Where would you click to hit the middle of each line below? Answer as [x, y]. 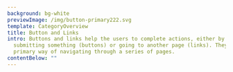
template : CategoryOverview [48, 26]
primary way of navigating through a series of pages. [94, 52]
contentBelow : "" [32, 58]
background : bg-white [38, 13]
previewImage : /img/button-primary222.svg [69, 20]
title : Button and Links [43, 33]
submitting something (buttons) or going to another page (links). [113, 45]
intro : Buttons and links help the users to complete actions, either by [116, 39]
